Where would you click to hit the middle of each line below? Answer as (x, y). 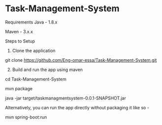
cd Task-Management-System (36, 79)
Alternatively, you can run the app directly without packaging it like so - (77, 107)
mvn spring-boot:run (26, 117)
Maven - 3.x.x (19, 31)
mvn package (19, 88)
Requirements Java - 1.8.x (31, 22)
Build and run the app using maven (47, 70)
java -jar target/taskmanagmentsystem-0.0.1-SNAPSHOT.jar (66, 98)
